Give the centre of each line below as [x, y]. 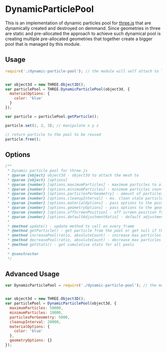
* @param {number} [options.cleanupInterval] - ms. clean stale [75, 198]
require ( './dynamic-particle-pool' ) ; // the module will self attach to [82, 71]
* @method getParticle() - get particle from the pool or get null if [82, 231]
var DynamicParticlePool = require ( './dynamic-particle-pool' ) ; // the [81, 285]
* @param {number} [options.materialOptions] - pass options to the [80, 203]
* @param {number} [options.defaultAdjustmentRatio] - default [74, 217]
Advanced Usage [32, 274]
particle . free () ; [23, 139]
